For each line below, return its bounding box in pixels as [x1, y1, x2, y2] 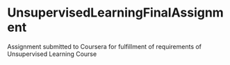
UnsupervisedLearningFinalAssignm [7, 5, 224, 21]
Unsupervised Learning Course [7, 50, 97, 58]
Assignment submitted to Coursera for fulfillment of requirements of [7, 42, 202, 50]
